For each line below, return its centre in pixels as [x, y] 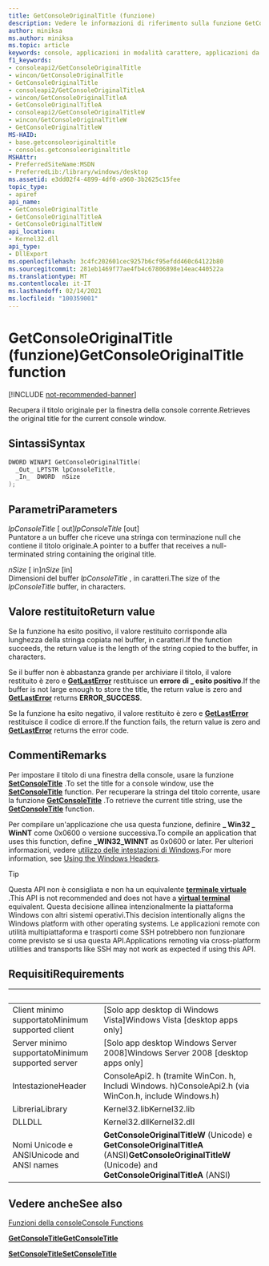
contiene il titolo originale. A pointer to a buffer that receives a [109, 545]
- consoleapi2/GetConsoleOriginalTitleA [77, 90]
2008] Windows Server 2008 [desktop [176, 1053]
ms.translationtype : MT [48, 276]
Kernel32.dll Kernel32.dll [149, 1122]
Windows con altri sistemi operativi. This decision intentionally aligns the [127, 914]
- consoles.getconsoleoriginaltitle [69, 150]
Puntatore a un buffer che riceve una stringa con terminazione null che [125, 537]
